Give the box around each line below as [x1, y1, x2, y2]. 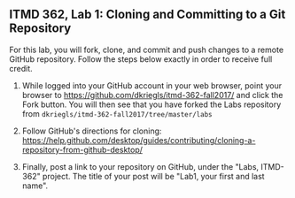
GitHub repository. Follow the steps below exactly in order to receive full [9, 53, 273, 65]
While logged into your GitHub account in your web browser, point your [21, 80, 282, 91]
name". [21, 180, 49, 191]
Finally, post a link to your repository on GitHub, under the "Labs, [21, 161, 260, 171]
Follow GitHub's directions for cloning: [21, 126, 162, 136]
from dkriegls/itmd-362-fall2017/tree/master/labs [21, 108, 213, 118]
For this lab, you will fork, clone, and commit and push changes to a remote [9, 44, 284, 55]
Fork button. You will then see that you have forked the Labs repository [21, 99, 282, 110]
